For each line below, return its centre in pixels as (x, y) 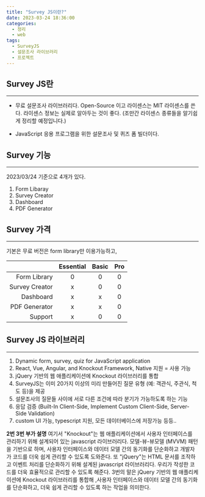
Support (41, 317)
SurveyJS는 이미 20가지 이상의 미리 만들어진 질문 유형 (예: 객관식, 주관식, (103, 383)
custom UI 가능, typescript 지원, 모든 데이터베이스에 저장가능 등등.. (96, 420)
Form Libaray (32, 189)
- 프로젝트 (23, 58)
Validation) (41, 413)
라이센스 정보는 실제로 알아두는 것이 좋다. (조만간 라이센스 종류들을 (103, 113)
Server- (180, 406)
